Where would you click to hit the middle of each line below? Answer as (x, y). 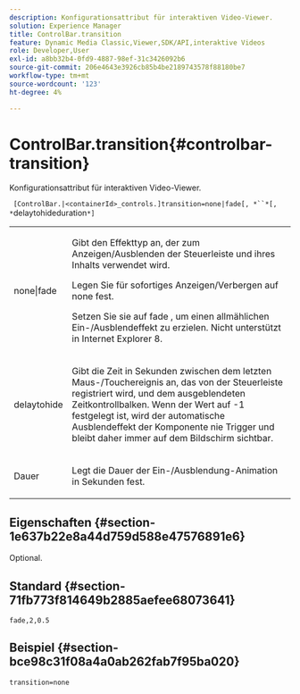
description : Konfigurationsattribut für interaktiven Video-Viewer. (142, 17)
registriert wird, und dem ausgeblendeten (158, 394)
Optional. (26, 558)
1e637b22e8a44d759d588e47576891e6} (127, 536)
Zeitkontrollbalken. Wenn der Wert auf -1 (158, 405)
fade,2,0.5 (29, 621)
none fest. (93, 297)
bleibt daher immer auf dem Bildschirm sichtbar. (173, 439)
